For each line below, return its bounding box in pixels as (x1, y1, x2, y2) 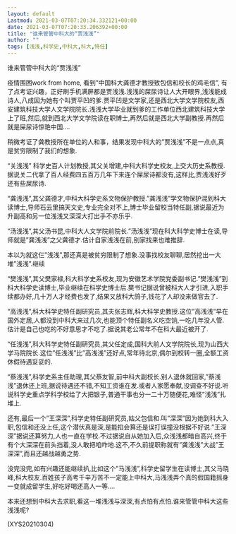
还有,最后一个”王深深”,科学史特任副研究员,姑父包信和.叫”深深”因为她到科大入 (7, 414, 229, 422)
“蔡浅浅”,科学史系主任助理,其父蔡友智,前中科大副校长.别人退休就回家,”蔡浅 (7, 372, 221, 381)
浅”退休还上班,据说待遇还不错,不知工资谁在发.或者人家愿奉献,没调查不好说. (7, 381, 223, 389)
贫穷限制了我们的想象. (13, 146, 77, 155)
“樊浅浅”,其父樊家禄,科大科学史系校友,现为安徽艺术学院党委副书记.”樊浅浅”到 (7, 275, 228, 283)
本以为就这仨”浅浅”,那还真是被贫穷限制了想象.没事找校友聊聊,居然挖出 (7, 251, 209, 259)
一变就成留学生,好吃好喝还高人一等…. (7, 482, 116, 490)
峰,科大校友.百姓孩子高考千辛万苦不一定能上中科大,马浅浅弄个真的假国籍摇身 (7, 473, 229, 481)
